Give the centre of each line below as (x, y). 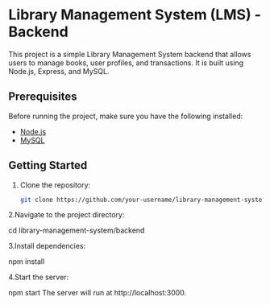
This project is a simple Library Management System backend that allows (130, 54)
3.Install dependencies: (47, 246)
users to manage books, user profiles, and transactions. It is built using (126, 63)
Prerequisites (43, 97)
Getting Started (48, 165)
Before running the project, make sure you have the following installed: (126, 116)
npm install (27, 262)
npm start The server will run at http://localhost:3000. (98, 293)
